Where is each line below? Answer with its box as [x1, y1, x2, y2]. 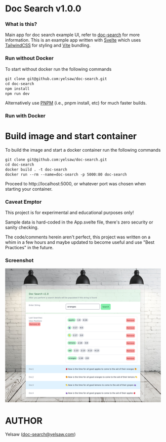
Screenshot [5, 257, 34, 264]
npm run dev [5, 91, 30, 96]
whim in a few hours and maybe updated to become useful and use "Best [5, 239, 155, 245]
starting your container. [5, 186, 53, 192]
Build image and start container [5, 130, 137, 142]
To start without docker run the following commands [5, 66, 112, 72]
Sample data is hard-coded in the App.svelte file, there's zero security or [5, 219, 153, 225]
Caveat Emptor [5, 198, 42, 205]
